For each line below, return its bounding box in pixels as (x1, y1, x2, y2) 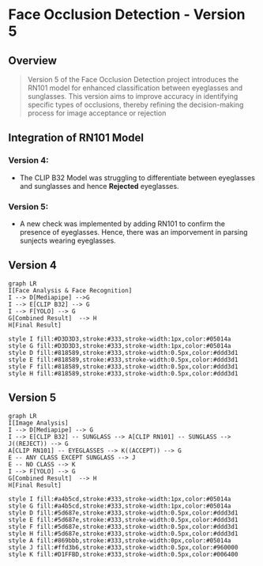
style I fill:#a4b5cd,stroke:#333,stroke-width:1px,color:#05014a (8, 495, 231, 503)
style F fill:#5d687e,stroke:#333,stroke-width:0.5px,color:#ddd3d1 (8, 523, 239, 530)
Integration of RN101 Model (8, 131, 145, 145)
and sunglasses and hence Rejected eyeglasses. (19, 181, 179, 191)
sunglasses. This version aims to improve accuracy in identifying (27, 92, 239, 100)
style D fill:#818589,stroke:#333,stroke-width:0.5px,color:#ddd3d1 (8, 349, 239, 357)
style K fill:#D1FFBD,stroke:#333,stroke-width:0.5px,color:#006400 (8, 550, 239, 558)
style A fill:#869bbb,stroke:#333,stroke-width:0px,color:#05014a (8, 536, 231, 545)
